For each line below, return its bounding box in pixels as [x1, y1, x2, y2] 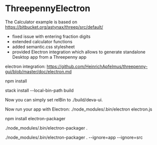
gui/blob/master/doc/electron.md [5, 68, 72, 74]
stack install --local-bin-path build [5, 87, 74, 93]
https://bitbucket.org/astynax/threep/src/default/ [5, 24, 103, 30]
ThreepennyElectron [5, 3, 91, 14]
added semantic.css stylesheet [12, 44, 75, 49]
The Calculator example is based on [5, 19, 78, 25]
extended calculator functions [12, 38, 73, 44]
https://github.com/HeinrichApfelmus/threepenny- [46, 64, 148, 69]
